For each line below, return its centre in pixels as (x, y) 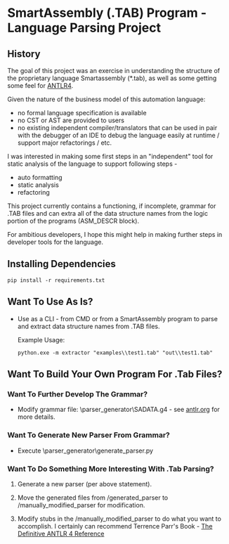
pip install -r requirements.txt (56, 280)
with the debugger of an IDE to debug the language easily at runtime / (118, 135)
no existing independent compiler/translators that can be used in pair (117, 128)
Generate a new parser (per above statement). (85, 484)
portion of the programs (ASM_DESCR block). (73, 221)
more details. (37, 417)
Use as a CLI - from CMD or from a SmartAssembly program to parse (117, 318)
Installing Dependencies (61, 264)
